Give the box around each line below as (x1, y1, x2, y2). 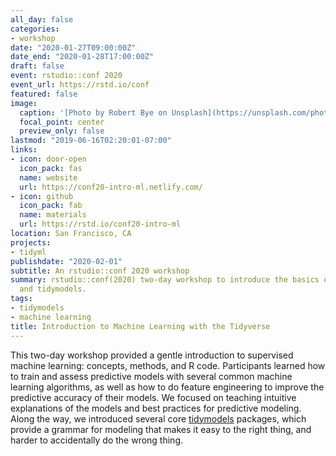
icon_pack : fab (19, 201, 83, 211)
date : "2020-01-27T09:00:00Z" (10, 42, 137, 53)
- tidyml (10, 247, 47, 257)
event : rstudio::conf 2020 (10, 71, 123, 81)
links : (10, 145, 38, 155)
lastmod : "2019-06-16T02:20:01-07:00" (10, 136, 172, 146)
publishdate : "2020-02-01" (10, 256, 123, 266)
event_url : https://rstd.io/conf (10, 80, 150, 90)
